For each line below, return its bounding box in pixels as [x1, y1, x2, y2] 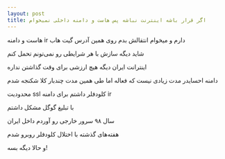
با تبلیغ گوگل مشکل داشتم [7, 103, 74, 111]
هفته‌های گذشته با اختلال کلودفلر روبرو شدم [7, 130, 119, 138]
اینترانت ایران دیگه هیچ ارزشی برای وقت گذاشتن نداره [7, 62, 147, 71]
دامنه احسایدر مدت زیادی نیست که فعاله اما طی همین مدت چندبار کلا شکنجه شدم [7, 76, 218, 84]
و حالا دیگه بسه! [7, 143, 48, 151]
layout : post [7, 10, 45, 17]
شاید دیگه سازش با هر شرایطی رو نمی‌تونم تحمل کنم [7, 49, 144, 58]
